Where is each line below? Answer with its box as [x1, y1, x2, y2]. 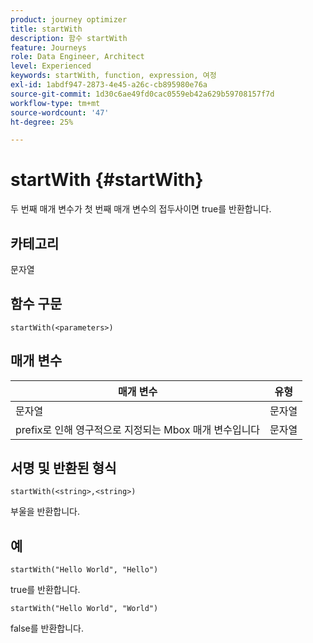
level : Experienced [10, 61, 92, 71]
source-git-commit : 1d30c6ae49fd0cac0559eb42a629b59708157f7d [10, 89, 275, 99]
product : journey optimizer [10, 14, 128, 25]
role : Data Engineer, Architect [10, 52, 145, 62]
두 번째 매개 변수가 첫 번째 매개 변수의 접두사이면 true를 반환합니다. [10, 203, 272, 215]
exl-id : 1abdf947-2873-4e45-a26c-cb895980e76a [10, 80, 208, 90]
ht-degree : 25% [10, 117, 74, 127]
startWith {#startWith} [10, 169, 204, 191]
